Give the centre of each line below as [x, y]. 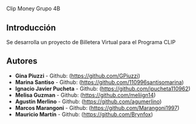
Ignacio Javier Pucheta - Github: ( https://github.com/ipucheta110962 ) [103, 88]
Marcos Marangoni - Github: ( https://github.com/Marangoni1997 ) [97, 108]
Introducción [31, 28]
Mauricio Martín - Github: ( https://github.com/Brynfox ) [84, 114]
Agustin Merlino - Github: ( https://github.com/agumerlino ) [88, 101]
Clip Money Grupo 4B [33, 8]
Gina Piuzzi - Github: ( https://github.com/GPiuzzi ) [78, 76]
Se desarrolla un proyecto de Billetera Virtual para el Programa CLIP [91, 42]
